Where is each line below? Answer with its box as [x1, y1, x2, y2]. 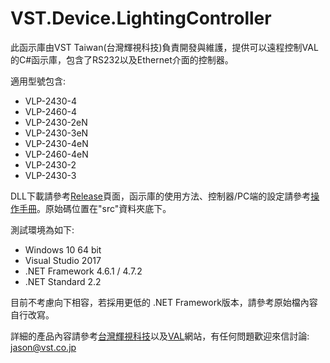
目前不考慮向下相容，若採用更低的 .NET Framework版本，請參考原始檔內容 [10, 296, 318, 308]
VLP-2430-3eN [24, 127, 89, 139]
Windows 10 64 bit [24, 243, 102, 256]
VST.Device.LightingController [10, 7, 272, 30]
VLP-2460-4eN [24, 148, 89, 160]
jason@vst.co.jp [10, 341, 77, 353]
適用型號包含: [10, 75, 67, 87]
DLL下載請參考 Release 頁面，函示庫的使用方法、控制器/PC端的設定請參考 [10, 190, 312, 202]
